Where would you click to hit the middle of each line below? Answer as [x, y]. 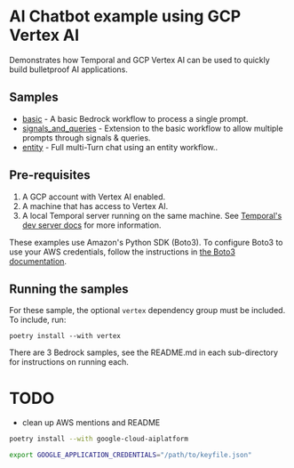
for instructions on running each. [69, 362]
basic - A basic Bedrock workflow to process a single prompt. [135, 118]
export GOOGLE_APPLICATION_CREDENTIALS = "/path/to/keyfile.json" [131, 456]
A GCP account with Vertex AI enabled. [94, 197]
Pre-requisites [50, 175]
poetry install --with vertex [65, 336]
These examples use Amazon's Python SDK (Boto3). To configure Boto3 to [146, 242]
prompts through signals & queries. [86, 137]
